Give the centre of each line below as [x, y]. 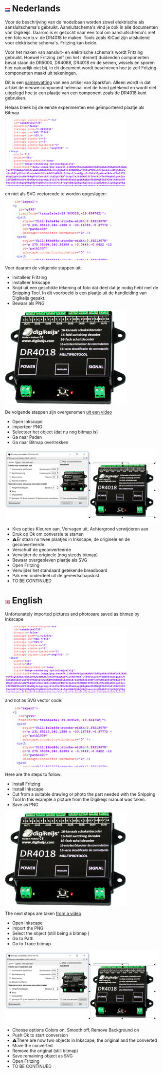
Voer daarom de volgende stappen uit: [44, 268]
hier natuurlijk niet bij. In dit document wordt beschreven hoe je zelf [72, 68]
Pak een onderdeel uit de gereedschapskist [56, 575]
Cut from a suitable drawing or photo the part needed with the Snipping [84, 794]
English [27, 600]
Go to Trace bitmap [31, 943]
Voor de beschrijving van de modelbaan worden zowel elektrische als [75, 22]
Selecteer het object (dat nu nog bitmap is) [55, 432]
